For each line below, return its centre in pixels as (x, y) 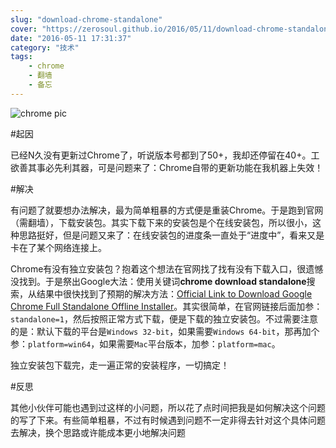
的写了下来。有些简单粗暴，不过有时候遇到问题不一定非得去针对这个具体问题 (168, 420)
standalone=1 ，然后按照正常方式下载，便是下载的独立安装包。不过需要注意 (164, 318)
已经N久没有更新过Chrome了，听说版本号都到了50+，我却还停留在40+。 (161, 155)
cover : (24, 29)
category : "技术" (45, 47)
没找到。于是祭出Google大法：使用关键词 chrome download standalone (158, 281)
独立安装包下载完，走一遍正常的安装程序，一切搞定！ (120, 365)
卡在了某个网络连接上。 (58, 247)
